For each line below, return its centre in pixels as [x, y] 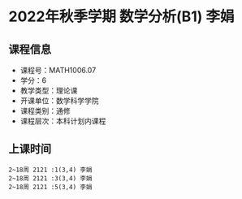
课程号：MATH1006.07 [58, 70]
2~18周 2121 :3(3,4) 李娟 [50, 178]
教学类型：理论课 [49, 91]
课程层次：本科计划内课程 [63, 121]
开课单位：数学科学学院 [59, 101]
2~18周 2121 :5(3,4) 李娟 [50, 187]
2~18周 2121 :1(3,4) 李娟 [50, 170]
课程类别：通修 [45, 111]
